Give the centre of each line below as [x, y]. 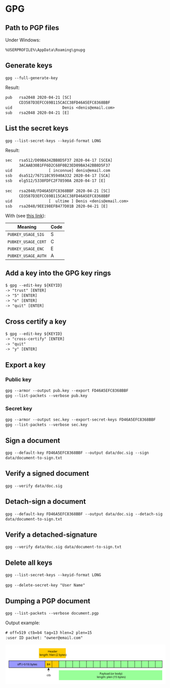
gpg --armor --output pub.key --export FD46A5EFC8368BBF [67, 390]
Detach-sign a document [46, 501]
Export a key [25, 365]
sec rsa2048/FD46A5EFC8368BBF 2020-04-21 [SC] [58, 191]
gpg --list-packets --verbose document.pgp [52, 613]
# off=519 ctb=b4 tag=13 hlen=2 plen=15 [49, 633]
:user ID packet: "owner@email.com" [44, 638]
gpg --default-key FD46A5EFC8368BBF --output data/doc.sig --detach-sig [84, 514]
